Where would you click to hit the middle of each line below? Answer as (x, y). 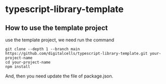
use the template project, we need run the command (60, 40)
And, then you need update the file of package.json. (59, 76)
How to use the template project (57, 28)
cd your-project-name (28, 62)
